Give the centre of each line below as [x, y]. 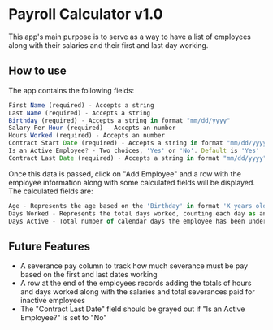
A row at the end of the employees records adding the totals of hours [136, 283]
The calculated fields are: [51, 191]
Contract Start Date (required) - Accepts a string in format [116, 143]
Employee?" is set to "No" [63, 318]
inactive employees [52, 301]
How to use [37, 71]
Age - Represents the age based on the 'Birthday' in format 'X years [130, 206]
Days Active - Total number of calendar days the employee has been [127, 221]
